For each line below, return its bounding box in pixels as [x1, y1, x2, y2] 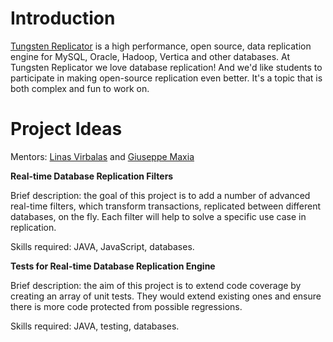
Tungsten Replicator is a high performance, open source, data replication [10, 40, 312, 52]
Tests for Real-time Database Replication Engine [10, 260, 216, 272]
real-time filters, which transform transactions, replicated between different [10, 200, 322, 212]
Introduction [10, 7, 116, 30]
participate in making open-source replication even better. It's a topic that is [10, 72, 323, 84]
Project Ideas [10, 118, 123, 141]
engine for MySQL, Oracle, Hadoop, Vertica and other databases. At [10, 50, 291, 62]
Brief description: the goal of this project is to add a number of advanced [10, 189, 311, 201]
